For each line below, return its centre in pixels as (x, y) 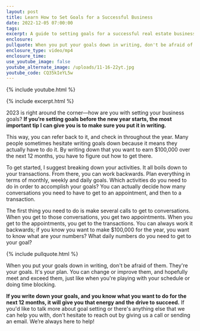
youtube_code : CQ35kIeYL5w (40, 73)
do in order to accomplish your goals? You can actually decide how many (96, 187)
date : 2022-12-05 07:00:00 (40, 23)
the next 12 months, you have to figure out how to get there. (79, 156)
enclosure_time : (26, 56)
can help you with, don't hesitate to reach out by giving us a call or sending (98, 315)
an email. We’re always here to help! (50, 321)
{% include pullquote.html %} (42, 254)
